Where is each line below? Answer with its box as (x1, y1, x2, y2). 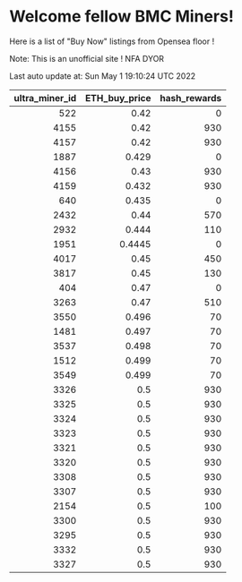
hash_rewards (160, 91, 222, 104)
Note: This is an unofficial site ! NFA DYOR (9, 53, 164, 64)
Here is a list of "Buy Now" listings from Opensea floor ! (9, 36, 215, 47)
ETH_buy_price (84, 91, 151, 104)
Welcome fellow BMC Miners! (9, 6, 235, 27)
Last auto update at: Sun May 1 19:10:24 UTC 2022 (9, 70, 195, 81)
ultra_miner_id (13, 91, 77, 104)
